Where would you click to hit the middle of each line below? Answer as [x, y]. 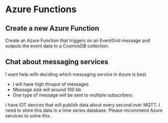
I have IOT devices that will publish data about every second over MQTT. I [83, 105]
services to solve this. [28, 115]
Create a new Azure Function [52, 28]
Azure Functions [41, 9]
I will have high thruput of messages [51, 84]
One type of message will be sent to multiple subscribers [72, 95]
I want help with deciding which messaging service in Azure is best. [76, 74]
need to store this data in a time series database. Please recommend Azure [84, 110]
